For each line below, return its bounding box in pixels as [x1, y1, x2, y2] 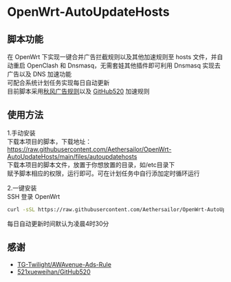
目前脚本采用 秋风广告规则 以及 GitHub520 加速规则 [7, 87, 150, 95]
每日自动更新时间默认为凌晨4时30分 [7, 219, 109, 228]
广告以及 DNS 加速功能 [7, 70, 72, 78]
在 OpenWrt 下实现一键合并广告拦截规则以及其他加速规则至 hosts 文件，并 [7, 53, 218, 61]
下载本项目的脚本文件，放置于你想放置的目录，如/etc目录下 [7, 160, 175, 169]
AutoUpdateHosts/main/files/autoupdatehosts [7, 152, 137, 160]
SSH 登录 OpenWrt [7, 192, 60, 200]
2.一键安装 [7, 184, 37, 192]
